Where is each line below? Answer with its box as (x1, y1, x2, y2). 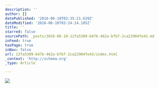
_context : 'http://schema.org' (5, 56, 68, 61)
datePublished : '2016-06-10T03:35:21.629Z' (5, 16, 94, 21)
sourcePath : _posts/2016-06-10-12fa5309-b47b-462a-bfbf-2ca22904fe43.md (5, 34, 155, 39)
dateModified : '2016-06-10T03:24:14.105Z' (5, 20, 92, 25)
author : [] (5, 12, 27, 16)
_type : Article (5, 61, 36, 65)
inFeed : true (5, 38, 31, 43)
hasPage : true (5, 43, 34, 48)
